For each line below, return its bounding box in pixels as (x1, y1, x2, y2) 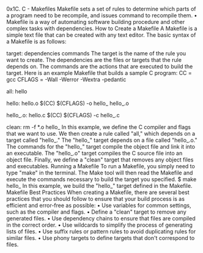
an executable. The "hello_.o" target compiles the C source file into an (6, 150, 183, 157)
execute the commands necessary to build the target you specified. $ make (6, 176, 197, 183)
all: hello (6, 88, 28, 95)
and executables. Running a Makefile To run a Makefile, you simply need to (6, 163, 196, 169)
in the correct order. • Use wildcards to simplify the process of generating (6, 221, 193, 228)
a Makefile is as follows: (6, 38, 67, 45)
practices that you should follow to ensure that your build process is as (6, 195, 185, 202)
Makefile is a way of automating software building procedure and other (6, 18, 185, 25)
